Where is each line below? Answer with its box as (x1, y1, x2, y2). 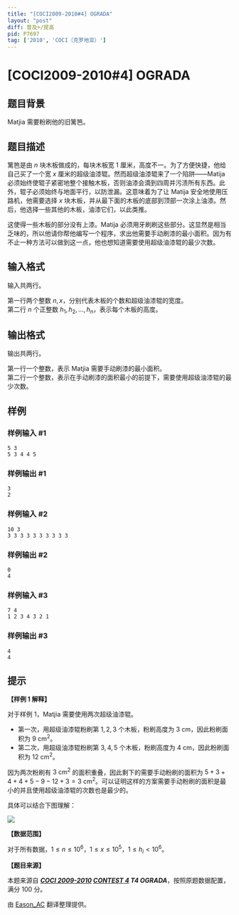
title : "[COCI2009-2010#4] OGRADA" (7, 10, 113, 18)
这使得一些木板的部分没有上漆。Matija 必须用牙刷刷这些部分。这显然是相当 (7, 220, 226, 228)
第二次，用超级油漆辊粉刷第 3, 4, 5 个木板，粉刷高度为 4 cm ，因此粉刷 (17, 744, 223, 751)
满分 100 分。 (7, 885, 47, 894)
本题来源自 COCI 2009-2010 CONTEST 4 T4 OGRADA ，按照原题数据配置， (7, 876, 230, 885)
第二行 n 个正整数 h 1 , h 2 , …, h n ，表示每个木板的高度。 (7, 305, 162, 315)
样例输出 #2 (7, 550, 48, 560)
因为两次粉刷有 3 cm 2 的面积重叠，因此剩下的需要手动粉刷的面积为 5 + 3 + (7, 766, 225, 776)
